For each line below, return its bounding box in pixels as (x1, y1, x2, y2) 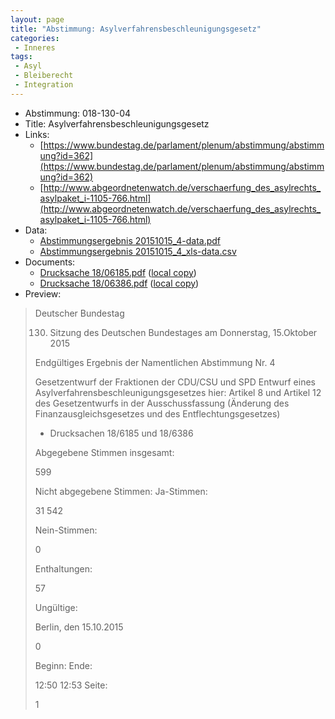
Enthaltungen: (34, 562, 93, 575)
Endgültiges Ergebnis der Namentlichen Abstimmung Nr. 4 (34, 356, 276, 368)
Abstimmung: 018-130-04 (24, 107, 132, 119)
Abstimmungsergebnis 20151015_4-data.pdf (39, 234, 222, 246)
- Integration (14, 80, 74, 90)
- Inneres (14, 42, 56, 53)
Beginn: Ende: (34, 659, 93, 671)
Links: (24, 128, 50, 140)
